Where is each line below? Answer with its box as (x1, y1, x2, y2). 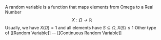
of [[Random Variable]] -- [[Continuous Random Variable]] (5, 30, 122, 36)
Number (5, 9, 22, 15)
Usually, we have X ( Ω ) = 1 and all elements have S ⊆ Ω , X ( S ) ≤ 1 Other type (5, 25, 157, 30)
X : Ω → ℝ (71, 17, 93, 23)
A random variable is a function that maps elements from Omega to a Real (5, 4, 154, 10)
